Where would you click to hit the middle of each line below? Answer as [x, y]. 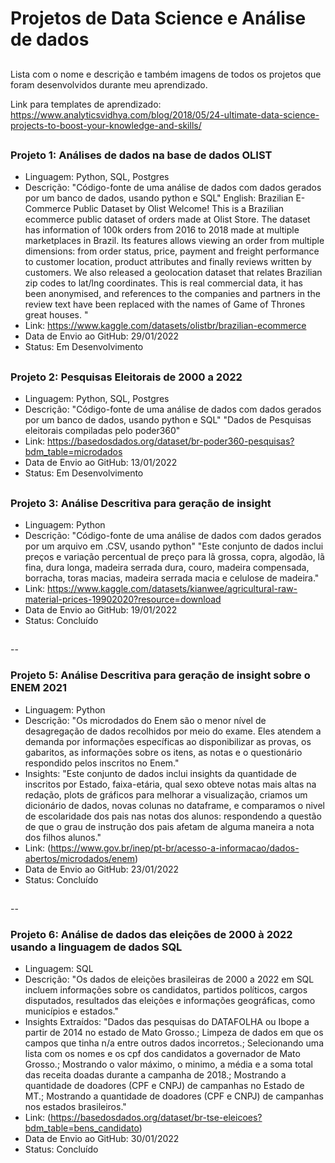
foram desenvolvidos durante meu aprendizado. [109, 84]
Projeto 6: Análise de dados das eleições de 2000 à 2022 [151, 934]
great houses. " [56, 315]
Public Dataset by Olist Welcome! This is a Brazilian [179, 209]
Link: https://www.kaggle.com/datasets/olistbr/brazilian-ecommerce [165, 326]
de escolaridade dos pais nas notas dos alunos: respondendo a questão [173, 816]
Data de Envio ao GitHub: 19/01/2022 [101, 609]
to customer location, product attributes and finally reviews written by [168, 262]
